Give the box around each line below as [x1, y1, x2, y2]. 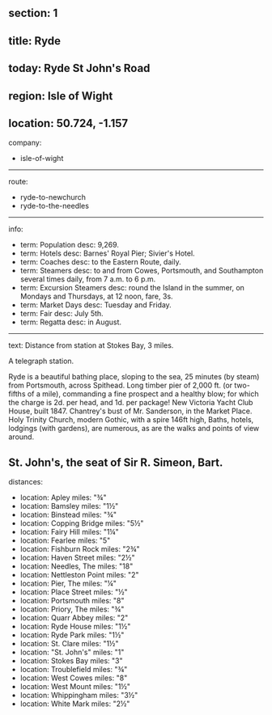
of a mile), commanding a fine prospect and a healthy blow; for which [27, 389, 259, 399]
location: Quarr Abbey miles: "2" [19, 613, 129, 623]
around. [8, 432, 35, 442]
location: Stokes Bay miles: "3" [19, 656, 123, 666]
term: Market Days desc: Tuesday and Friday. [19, 300, 172, 310]
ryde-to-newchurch [19, 192, 87, 202]
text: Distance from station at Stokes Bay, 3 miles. [8, 341, 174, 350]
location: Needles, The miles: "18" [19, 561, 134, 571]
